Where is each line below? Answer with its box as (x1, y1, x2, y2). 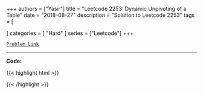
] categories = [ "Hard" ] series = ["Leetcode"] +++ (6, 30, 134, 37)
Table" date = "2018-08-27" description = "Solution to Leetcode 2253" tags (6, 11, 195, 19)
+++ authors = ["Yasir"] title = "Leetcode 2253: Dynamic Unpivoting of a (6, 5, 187, 12)
